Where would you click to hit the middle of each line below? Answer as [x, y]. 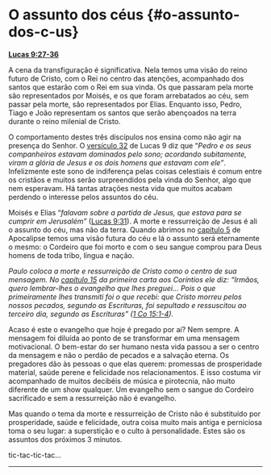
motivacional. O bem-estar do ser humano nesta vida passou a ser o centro [134, 346]
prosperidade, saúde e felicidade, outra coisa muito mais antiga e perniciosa [135, 422]
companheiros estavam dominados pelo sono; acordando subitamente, [128, 154]
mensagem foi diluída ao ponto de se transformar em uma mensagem [124, 338]
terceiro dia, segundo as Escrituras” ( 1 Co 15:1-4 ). [91, 314]
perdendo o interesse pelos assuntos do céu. [83, 197]
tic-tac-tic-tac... [35, 455]
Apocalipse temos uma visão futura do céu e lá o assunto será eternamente [134, 238]
